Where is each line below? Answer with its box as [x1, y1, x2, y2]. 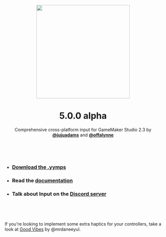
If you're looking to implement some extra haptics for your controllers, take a [4, 221, 162, 227]
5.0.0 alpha [59, 110, 107, 121]
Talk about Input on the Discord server [11, 190, 107, 197]
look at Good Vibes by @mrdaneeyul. [4, 227, 81, 233]
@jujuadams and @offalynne [52, 132, 114, 138]
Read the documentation [11, 177, 73, 184]
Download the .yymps [11, 163, 67, 170]
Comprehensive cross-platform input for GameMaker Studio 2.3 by [14, 126, 152, 132]
